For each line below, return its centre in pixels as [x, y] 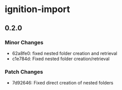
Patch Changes [24, 72]
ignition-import [37, 9]
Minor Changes [24, 42]
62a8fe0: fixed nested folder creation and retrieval [65, 53]
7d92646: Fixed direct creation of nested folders [63, 83]
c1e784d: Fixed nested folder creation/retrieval [61, 59]
